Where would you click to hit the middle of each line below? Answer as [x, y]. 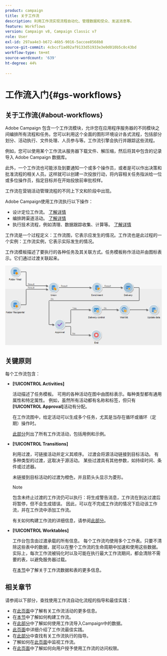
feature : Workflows [25, 26]
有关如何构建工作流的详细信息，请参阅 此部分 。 [60, 520]
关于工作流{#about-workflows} [54, 115]
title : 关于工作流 [22, 16]
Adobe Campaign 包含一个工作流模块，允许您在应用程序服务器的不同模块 [80, 128]
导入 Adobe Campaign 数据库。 [37, 158]
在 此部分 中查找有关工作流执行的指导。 [51, 636]
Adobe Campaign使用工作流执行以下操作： [49, 201]
